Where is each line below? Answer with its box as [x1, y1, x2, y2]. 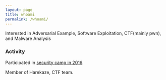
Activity [5, 48, 25, 55]
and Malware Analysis [5, 35, 51, 41]
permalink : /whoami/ [5, 16, 49, 21]
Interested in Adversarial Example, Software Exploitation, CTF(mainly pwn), [5, 30, 161, 36]
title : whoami [5, 12, 35, 17]
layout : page [5, 7, 33, 12]
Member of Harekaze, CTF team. [5, 69, 74, 75]
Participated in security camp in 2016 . [5, 59, 84, 65]
